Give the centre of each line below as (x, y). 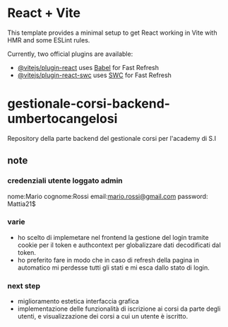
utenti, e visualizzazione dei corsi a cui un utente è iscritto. (103, 316)
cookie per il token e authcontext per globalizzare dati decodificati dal (119, 245)
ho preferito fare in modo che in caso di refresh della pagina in (108, 260)
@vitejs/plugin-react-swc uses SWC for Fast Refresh (94, 75)
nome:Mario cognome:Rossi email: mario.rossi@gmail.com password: (108, 196)
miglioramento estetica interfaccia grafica (78, 302)
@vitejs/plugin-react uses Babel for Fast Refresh (88, 67)
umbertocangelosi (62, 119)
